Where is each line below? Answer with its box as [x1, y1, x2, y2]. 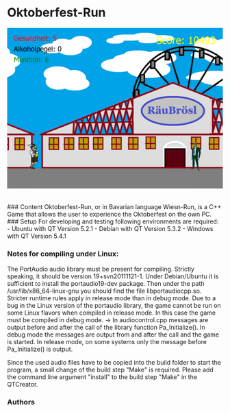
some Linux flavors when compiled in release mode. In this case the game [7, 308, 216, 317]
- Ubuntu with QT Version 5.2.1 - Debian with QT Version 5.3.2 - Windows [7, 225, 214, 233]
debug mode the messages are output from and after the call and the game [7, 330, 220, 339]
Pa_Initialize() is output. [7, 345, 73, 353]
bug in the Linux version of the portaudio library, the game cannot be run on [7, 301, 221, 309]
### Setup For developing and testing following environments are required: [7, 217, 219, 226]
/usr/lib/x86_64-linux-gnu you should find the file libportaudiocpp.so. [7, 287, 202, 295]
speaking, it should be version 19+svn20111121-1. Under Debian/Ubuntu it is [7, 272, 219, 280]
